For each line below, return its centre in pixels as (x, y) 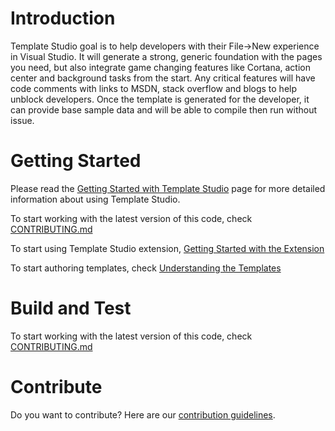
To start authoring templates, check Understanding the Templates (146, 268)
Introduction (63, 18)
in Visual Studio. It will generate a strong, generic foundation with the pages (166, 56)
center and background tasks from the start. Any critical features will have (163, 78)
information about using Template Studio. (95, 199)
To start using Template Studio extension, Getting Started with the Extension (167, 248)
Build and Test (71, 308)
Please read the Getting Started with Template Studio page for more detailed (168, 188)
